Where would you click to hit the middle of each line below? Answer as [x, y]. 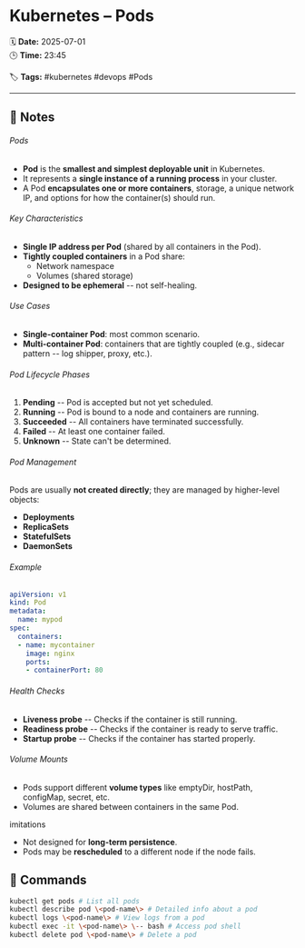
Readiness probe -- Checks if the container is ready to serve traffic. [150, 729]
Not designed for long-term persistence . [100, 842]
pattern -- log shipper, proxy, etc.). [87, 353]
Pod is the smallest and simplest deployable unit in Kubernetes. [143, 168]
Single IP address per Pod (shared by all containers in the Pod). [142, 246]
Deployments [49, 517]
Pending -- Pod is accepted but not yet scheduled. [118, 403]
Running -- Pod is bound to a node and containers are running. [141, 412]
